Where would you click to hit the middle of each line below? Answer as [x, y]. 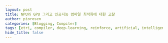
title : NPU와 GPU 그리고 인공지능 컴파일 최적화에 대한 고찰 [60, 14]
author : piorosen [23, 19]
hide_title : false [24, 33]
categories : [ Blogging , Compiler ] [41, 23]
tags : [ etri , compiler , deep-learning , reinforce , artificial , [72, 28]
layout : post [19, 10]
